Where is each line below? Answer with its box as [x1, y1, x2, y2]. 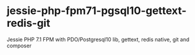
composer [7, 42, 32, 49]
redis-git [7, 16, 50, 30]
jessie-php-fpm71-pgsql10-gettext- [7, 4, 187, 18]
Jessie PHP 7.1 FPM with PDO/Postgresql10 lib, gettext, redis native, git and [7, 36, 190, 43]
